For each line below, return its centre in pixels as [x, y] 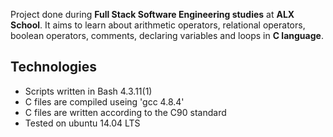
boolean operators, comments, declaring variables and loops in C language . [167, 35]
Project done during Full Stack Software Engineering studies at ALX [152, 14]
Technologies [54, 67]
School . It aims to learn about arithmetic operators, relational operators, [158, 25]
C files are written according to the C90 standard [125, 112]
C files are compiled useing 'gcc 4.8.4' [104, 101]
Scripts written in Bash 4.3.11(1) [88, 91]
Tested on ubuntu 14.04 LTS [82, 123]
